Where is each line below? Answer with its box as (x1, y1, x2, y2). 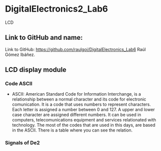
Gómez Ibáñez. (5, 51, 35, 57)
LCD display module (5, 66, 67, 74)
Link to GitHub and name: (5, 34, 83, 42)
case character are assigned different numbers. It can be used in (12, 112, 141, 117)
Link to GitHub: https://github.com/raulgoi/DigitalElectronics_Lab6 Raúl (5, 46, 146, 52)
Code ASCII (5, 80, 33, 87)
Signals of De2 (5, 139, 40, 146)
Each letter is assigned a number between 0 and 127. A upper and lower (12, 107, 155, 113)
